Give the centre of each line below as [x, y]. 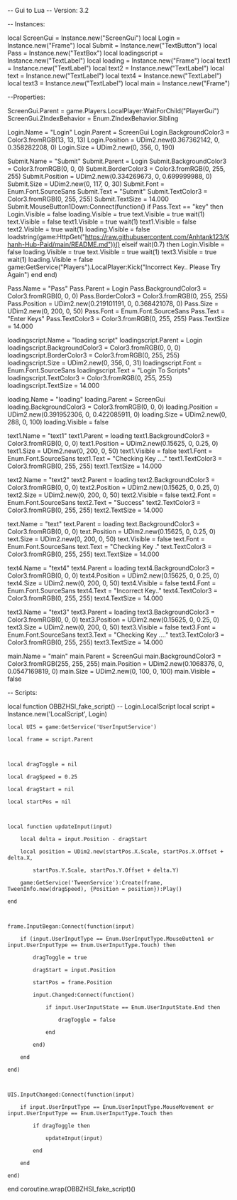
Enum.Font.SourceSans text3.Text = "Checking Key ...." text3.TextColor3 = [116, 635]
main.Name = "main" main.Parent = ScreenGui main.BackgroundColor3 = [114, 656]
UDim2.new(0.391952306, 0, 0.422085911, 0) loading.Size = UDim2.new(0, [117, 414]
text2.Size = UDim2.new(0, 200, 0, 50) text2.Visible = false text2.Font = [112, 495]
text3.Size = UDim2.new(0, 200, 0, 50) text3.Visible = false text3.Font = [112, 627]
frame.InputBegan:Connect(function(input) [71, 927]
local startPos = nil [39, 802]
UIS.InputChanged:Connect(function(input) [71, 1095]
